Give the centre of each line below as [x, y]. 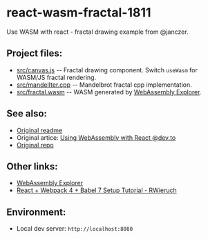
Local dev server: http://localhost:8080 [75, 229]
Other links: [32, 166]
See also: [27, 114]
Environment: [36, 212]
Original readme [39, 130]
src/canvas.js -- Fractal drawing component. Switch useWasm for [107, 70]
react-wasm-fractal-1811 [79, 13]
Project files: [35, 53]
